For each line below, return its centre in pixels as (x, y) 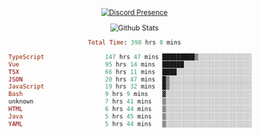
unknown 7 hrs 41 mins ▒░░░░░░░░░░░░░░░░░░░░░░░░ (130, 102)
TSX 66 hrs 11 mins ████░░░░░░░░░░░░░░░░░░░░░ (130, 72)
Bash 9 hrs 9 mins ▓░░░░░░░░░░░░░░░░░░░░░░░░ (130, 94)
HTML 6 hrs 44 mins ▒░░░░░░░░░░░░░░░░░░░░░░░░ (130, 109)
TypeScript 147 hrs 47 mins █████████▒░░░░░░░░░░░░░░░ (130, 57)
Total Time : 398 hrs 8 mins (134, 42)
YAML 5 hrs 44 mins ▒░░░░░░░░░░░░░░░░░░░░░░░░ (130, 124)
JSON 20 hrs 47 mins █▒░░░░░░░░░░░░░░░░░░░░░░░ (130, 79)
